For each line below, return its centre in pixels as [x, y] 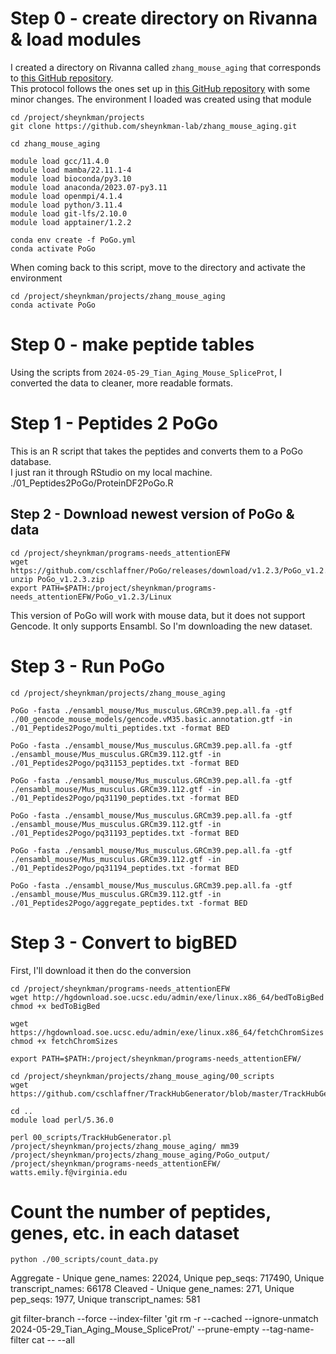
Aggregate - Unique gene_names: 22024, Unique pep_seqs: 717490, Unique [167, 1278]
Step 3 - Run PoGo [87, 666]
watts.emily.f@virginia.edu [69, 1172]
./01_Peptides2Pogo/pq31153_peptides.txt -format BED [125, 763]
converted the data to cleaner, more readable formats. [121, 383]
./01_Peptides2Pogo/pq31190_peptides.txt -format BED [125, 798]
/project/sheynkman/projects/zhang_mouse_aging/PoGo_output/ [140, 1155]
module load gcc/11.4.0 [60, 161]
